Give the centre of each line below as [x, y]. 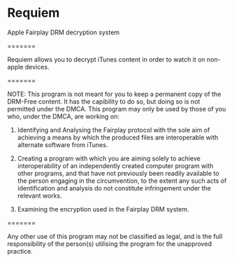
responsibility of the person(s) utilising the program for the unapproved [109, 244]
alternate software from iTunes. [63, 144]
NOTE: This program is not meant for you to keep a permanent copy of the [114, 94]
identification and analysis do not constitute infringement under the [114, 188]
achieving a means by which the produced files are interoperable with [118, 137]
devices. [37, 67]
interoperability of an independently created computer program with [115, 165]
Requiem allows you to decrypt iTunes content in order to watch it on [107, 59]
